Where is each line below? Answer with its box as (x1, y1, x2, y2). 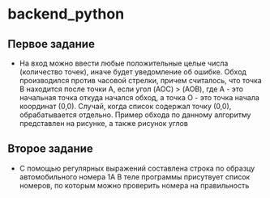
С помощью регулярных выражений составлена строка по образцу (19, 163, 255, 173)
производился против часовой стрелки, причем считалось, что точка (19, 76, 263, 85)
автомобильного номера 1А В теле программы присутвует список (19, 171, 251, 182)
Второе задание (7, 142, 94, 156)
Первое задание (7, 37, 95, 51)
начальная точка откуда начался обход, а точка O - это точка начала (19, 93, 260, 102)
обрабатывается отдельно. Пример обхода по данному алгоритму (19, 110, 251, 120)
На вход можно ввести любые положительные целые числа (19, 58, 229, 68)
